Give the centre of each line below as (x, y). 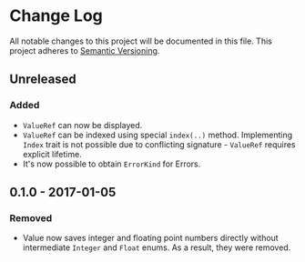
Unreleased (43, 80)
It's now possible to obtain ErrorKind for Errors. (112, 164)
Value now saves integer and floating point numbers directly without (151, 238)
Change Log (56, 16)
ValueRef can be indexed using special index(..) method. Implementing (158, 135)
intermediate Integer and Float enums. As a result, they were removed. (157, 247)
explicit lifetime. (52, 154)
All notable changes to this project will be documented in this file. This (141, 41)
